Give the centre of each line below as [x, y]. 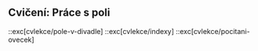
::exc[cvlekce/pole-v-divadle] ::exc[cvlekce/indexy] [91, 31]
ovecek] [21, 39]
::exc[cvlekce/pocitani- [213, 31]
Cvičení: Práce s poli [59, 13]
